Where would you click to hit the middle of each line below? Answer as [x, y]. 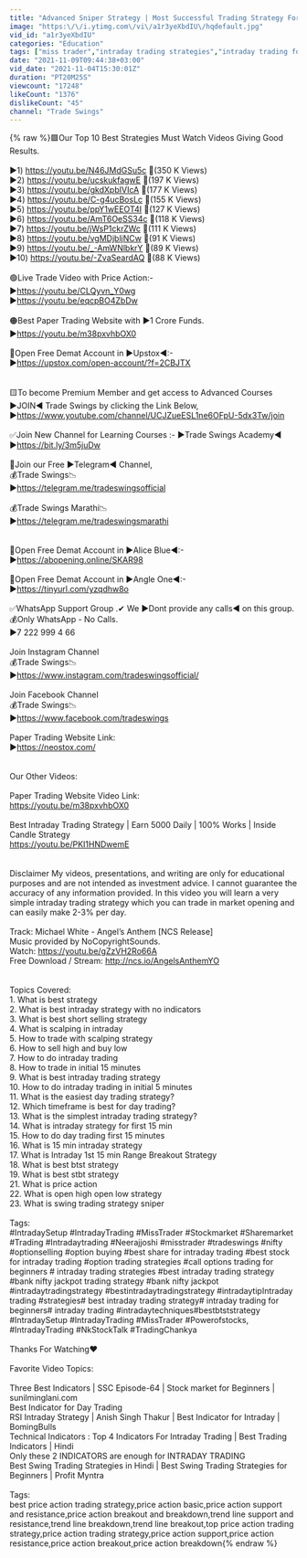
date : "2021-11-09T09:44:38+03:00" [77, 60]
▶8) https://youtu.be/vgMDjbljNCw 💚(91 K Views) [103, 238]
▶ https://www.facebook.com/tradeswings [89, 718]
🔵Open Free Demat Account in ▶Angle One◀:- [98, 579]
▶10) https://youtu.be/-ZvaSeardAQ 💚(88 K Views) [105, 258]
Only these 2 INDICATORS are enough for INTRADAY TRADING [127, 1456]
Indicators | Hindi [42, 1447]
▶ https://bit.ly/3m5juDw [55, 445]
